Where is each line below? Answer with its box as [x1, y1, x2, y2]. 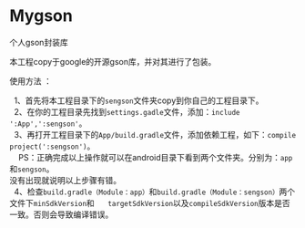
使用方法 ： [9, 75, 52, 87]
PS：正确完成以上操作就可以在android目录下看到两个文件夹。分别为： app [17, 151, 293, 162]
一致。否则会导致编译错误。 [9, 209, 114, 220]
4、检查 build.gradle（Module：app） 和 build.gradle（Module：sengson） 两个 [13, 186, 296, 197]
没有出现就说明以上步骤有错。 [9, 174, 121, 185]
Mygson [9, 5, 73, 26]
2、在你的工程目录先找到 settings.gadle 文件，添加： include [13, 106, 240, 117]
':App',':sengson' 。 [9, 118, 87, 129]
